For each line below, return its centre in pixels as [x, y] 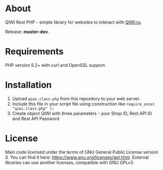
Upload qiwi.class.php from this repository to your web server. [76, 98]
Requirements [34, 52]
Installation [28, 85]
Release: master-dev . [27, 31]
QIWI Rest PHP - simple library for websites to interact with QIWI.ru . [74, 22]
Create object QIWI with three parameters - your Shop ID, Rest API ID [82, 113]
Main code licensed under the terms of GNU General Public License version [82, 152]
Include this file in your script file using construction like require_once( [84, 104]
